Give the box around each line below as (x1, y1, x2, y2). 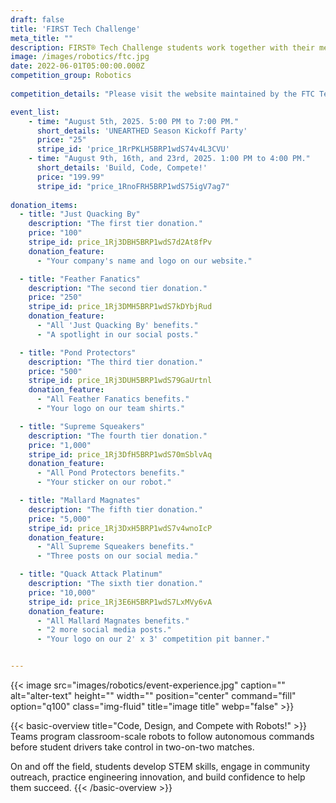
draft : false (10, 14, 65, 25)
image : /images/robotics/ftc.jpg (10, 52, 150, 62)
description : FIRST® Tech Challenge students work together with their (10, 42, 315, 53)
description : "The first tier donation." (28, 219, 203, 229)
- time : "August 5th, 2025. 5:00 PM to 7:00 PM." (28, 116, 240, 126)
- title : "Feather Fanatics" (19, 274, 141, 284)
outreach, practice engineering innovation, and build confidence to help (10, 771, 306, 783)
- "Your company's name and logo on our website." (36, 256, 253, 266)
